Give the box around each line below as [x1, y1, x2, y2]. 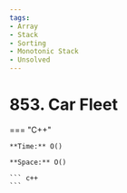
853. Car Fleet [9, 94, 118, 115]
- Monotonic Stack [9, 47, 79, 56]
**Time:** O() [9, 141, 63, 150]
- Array [9, 22, 39, 31]
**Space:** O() [9, 158, 67, 167]
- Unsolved [9, 55, 51, 64]
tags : [9, 13, 30, 23]
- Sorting [9, 38, 47, 48]
